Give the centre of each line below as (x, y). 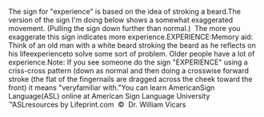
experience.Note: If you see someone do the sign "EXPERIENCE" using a (128, 62)
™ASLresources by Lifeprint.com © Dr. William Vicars (97, 104)
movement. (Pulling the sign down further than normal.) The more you (124, 28)
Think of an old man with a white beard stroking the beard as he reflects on (132, 45)
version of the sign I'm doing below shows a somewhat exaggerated (121, 20)
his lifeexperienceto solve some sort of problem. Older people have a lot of (132, 54)
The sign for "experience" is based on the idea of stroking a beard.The (125, 12)
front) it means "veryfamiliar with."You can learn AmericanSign (112, 88)
